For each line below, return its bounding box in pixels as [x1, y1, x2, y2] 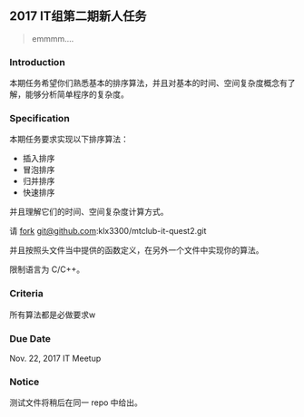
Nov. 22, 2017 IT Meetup [9, 353, 102, 364]
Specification [9, 112, 70, 125]
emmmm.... [31, 33, 74, 44]
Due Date [9, 332, 52, 344]
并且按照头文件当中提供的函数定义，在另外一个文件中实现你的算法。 [9, 245, 264, 256]
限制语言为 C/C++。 [9, 264, 84, 275]
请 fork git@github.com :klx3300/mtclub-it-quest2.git [9, 226, 207, 237]
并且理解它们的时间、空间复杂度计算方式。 [9, 207, 169, 218]
